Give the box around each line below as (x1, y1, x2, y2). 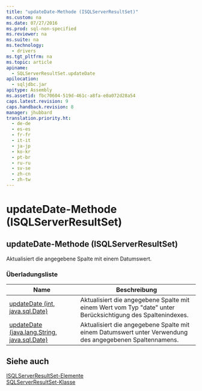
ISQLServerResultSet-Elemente (6, 372, 84, 379)
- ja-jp (11, 143, 31, 149)
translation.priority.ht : (6, 115, 71, 121)
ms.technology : (6, 43, 44, 49)
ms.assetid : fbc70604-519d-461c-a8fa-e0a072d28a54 (6, 93, 136, 99)
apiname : (6, 64, 28, 71)
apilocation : (6, 76, 39, 82)
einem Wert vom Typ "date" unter (80, 303, 175, 312)
